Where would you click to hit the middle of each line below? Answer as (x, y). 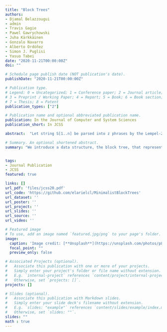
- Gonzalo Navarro (24, 42)
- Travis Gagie (21, 28)
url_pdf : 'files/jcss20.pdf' (35, 188)
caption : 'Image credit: (35, 243)
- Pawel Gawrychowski (28, 33)
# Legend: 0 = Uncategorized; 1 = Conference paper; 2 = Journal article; (84, 93)
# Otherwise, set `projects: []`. (43, 280)
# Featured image (23, 229)
